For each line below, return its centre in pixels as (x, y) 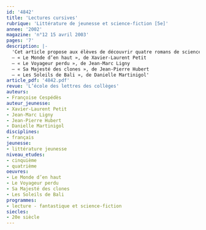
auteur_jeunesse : (29, 103)
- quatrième (21, 166)
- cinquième (21, 160)
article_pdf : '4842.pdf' (38, 80)
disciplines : (23, 132)
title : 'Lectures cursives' (42, 18)
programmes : (21, 200)
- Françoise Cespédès (34, 98)
